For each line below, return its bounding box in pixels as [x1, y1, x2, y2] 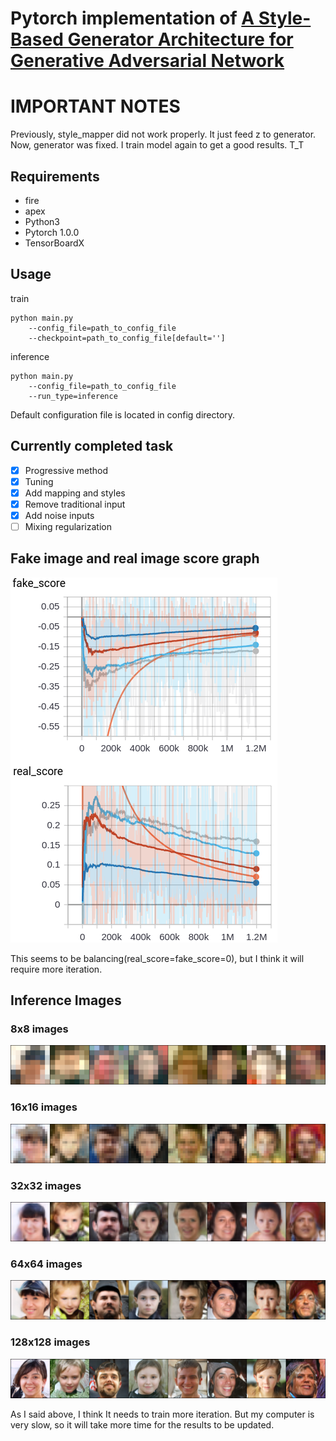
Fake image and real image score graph [10, 550, 260, 567]
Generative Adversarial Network [10, 50, 285, 72]
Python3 [24, 215, 60, 227]
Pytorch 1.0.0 [24, 226, 80, 238]
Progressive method [24, 464, 109, 476]
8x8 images [10, 1022, 69, 1036]
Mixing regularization [24, 520, 112, 532]
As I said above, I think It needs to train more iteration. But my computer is [10, 1408, 315, 1420]
